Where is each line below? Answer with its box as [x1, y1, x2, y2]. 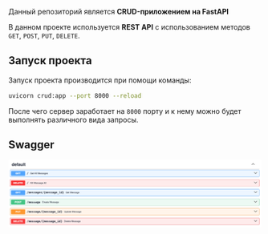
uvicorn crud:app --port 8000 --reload [8, 91, 142, 99]
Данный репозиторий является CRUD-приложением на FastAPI [8, 7, 229, 16]
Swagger [8, 138, 55, 151]
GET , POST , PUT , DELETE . [8, 31, 80, 40]
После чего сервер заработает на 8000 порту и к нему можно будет [8, 106, 242, 115]
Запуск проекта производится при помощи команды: [8, 75, 192, 85]
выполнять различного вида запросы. [8, 115, 139, 124]
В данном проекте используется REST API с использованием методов [8, 22, 251, 31]
